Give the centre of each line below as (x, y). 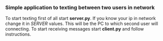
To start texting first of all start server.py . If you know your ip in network (80, 18)
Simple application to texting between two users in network (80, 7)
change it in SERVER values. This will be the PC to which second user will (82, 23)
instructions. (18, 34)
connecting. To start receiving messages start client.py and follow (75, 29)
